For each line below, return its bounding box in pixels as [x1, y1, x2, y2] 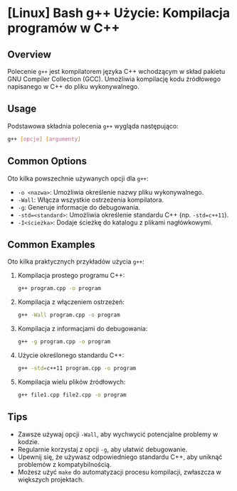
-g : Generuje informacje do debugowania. [17, 203, 141, 211]
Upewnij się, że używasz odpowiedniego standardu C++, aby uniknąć [17, 453, 223, 461]
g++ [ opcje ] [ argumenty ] [7, 135, 81, 143]
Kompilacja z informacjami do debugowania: [17, 325, 148, 333]
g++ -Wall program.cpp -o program [17, 311, 120, 319]
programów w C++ [7, 20, 120, 36]
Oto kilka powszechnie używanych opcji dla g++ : [7, 174, 149, 183]
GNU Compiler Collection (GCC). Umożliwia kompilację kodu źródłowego [7, 75, 221, 83]
